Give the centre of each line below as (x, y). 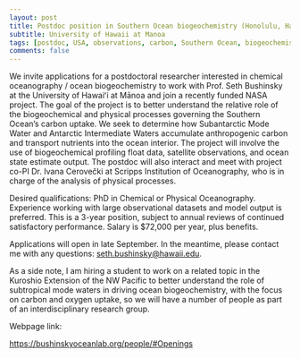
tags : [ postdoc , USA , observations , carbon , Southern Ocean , (125, 43)
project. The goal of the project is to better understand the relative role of (144, 105)
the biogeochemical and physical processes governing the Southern (135, 115)
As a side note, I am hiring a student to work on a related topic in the (135, 271)
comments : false (39, 51)
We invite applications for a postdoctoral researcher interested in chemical (146, 76)
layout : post (33, 17)
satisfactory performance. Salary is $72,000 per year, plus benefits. (134, 227)
